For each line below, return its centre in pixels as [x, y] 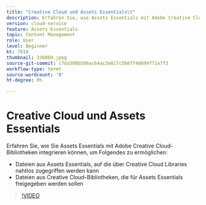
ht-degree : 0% [25, 80]
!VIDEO [30, 196]
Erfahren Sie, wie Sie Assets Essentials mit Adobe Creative [80, 146]
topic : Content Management [41, 35]
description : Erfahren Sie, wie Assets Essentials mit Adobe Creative [98, 18]
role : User [20, 40]
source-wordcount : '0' [35, 75]
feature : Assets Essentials [42, 29]
